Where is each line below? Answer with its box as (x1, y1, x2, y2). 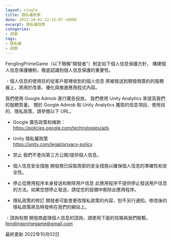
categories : (5, 27, 31, 32)
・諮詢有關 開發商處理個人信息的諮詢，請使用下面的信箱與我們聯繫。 (5, 214, 150, 221)
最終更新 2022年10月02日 (5, 231, 60, 237)
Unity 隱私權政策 (12, 135, 48, 141)
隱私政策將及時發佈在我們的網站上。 (12, 203, 90, 210)
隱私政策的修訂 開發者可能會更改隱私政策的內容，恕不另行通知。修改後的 (12, 197, 167, 203)
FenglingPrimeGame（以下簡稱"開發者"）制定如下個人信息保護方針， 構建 (5, 60, 162, 67)
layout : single (5, 7, 38, 13)
